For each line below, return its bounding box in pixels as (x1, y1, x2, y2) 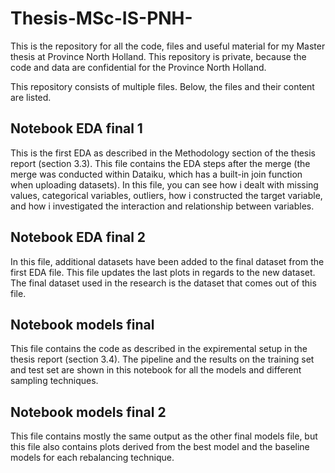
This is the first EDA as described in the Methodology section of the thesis (10, 147, 316, 159)
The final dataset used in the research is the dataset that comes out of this (10, 277, 317, 289)
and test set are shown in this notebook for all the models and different (10, 364, 302, 376)
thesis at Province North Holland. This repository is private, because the (10, 50, 307, 62)
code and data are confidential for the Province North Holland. (10, 61, 267, 73)
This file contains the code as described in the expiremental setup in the (10, 343, 308, 355)
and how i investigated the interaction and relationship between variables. (10, 200, 315, 212)
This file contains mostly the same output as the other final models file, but (10, 430, 318, 442)
